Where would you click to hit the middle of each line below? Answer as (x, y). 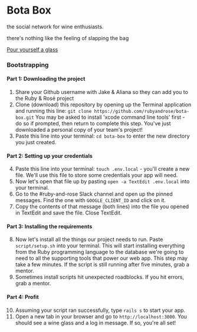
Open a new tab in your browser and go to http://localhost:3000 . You (101, 316)
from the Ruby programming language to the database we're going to (99, 252)
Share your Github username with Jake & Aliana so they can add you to (101, 92)
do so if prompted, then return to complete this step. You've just (93, 123)
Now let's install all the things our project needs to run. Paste (89, 239)
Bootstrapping (28, 64)
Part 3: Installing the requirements (50, 226)
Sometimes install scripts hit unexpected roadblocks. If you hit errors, (100, 277)
